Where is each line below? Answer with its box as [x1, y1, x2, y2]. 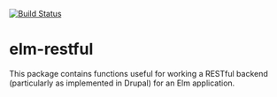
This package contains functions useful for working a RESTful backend [9, 68, 268, 78]
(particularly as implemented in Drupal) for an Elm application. [9, 78, 235, 88]
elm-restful [9, 40, 94, 59]
